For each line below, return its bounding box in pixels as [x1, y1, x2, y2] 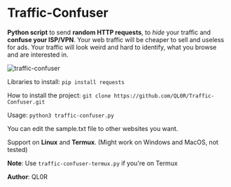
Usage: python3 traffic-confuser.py [7, 111, 114, 119]
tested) [7, 145, 28, 153]
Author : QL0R [7, 172, 48, 181]
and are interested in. [7, 50, 69, 59]
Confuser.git [7, 98, 45, 106]
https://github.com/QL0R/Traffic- [113, 92, 215, 99]
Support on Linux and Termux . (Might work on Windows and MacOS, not [7, 138, 219, 146]
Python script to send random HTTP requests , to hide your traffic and [7, 28, 211, 36]
